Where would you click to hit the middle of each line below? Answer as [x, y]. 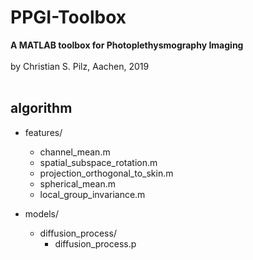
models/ [42, 213]
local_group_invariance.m [92, 194]
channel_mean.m [75, 152]
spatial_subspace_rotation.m [98, 162]
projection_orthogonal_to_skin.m [106, 173]
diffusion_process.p [95, 243]
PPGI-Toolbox [68, 17]
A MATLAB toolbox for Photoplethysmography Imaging [127, 45]
